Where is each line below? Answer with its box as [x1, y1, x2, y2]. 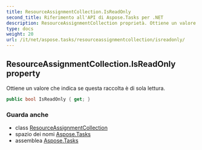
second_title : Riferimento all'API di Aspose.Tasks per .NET [6, 14, 164, 20]
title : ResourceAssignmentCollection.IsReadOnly [6, 8, 131, 15]
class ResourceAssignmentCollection [15, 124, 108, 131]
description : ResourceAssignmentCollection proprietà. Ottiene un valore [6, 20, 197, 26]
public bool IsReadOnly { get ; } [6, 96, 91, 102]
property [6, 69, 41, 79]
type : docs [6, 25, 34, 32]
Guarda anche [6, 110, 49, 119]
